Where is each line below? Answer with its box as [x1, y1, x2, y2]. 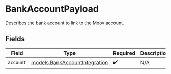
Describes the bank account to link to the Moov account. [5, 20, 124, 26]
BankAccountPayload [5, 3, 99, 15]
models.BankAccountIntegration [31, 59, 108, 66]
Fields [5, 34, 25, 43]
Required [112, 49, 136, 56]
